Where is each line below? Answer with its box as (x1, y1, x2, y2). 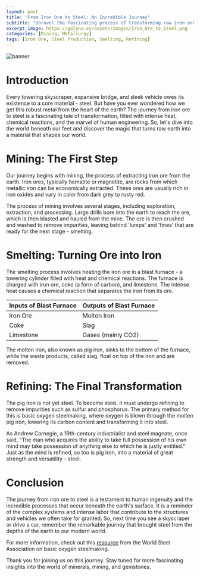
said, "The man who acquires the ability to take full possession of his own (6, 436, 187, 443)
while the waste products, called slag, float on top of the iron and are (6, 352, 175, 359)
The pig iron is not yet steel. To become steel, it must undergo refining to (6, 399, 185, 406)
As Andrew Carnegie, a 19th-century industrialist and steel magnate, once (6, 429, 187, 437)
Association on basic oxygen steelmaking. (6, 545, 110, 552)
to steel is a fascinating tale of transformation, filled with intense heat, (6, 112, 177, 119)
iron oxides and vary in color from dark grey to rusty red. (6, 191, 145, 198)
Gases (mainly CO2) (82, 331, 139, 339)
